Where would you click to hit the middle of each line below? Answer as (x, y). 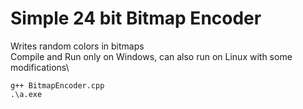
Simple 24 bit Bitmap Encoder (136, 18)
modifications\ (40, 67)
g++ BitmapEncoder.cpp (57, 85)
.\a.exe (26, 94)
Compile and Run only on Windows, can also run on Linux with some (151, 56)
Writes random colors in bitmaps (77, 46)
